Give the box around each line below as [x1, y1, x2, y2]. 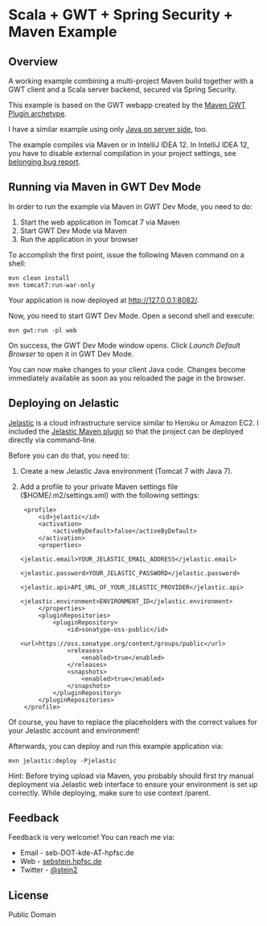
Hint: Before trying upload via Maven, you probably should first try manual [8, 771, 254, 780]
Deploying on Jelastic [8, 397, 119, 410]
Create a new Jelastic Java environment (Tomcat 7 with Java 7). [19, 466, 233, 475]
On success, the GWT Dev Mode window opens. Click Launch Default [8, 340, 241, 350]
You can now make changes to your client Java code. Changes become [8, 364, 246, 374]
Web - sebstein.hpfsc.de [19, 857, 102, 866]
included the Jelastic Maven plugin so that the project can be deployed [8, 426, 244, 436]
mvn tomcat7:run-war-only [8, 281, 95, 289]
